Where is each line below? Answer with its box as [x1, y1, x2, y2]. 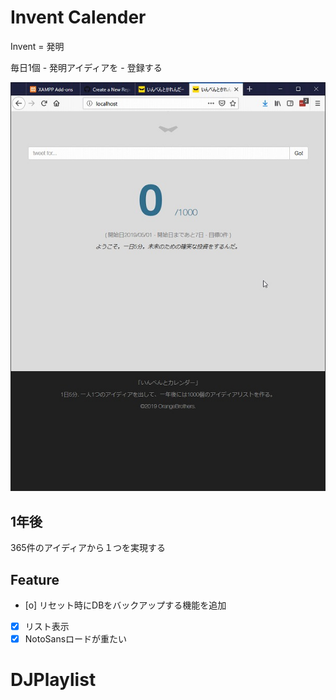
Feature [10, 571, 60, 588]
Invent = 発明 [10, 40, 65, 52]
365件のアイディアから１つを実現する [10, 542, 166, 554]
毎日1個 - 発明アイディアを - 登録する [10, 61, 163, 73]
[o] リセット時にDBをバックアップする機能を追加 [24, 599, 227, 611]
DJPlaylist [10, 669, 97, 691]
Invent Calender [10, 6, 147, 29]
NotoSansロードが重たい [24, 633, 128, 645]
